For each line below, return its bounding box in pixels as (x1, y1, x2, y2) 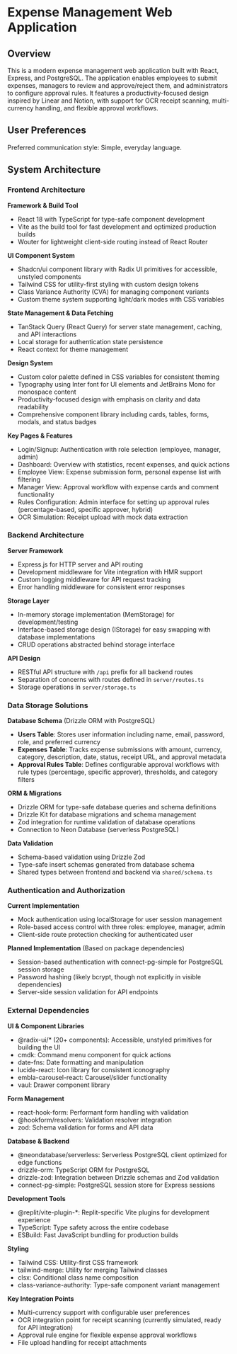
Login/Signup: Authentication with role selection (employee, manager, (17, 445, 221, 453)
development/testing (17, 618, 79, 626)
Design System (7, 358, 53, 367)
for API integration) (17, 1323, 74, 1331)
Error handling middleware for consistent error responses (17, 582, 185, 591)
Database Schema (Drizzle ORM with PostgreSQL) (7, 717, 156, 725)
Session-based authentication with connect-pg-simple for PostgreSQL (17, 957, 224, 967)
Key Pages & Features (7, 431, 73, 440)
